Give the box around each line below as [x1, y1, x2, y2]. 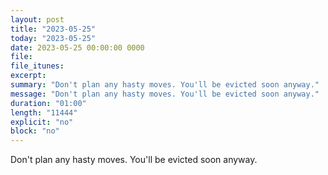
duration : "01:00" [10, 98, 87, 108]
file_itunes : [10, 61, 65, 71]
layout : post [10, 14, 65, 25]
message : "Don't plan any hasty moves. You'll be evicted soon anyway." [10, 89, 320, 99]
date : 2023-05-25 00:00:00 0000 [10, 42, 145, 53]
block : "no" [10, 126, 60, 136]
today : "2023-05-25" [10, 33, 97, 43]
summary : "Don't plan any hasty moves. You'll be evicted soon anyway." [10, 80, 320, 90]
